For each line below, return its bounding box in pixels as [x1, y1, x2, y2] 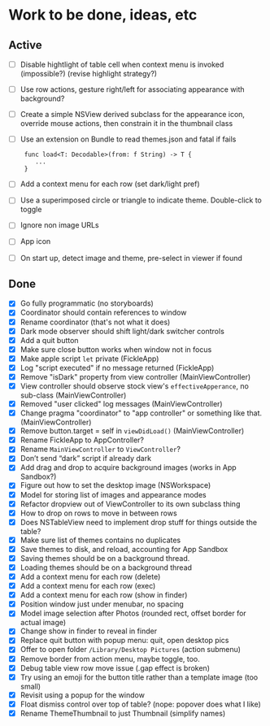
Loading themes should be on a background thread [20, 563, 193, 572]
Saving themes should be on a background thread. [20, 553, 190, 563]
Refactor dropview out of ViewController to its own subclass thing [20, 498, 241, 509]
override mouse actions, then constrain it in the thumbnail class [20, 119, 233, 128]
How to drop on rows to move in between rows [20, 508, 177, 518]
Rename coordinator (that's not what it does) [20, 317, 171, 327]
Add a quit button [20, 335, 79, 345]
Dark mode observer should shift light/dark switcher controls [20, 326, 225, 336]
